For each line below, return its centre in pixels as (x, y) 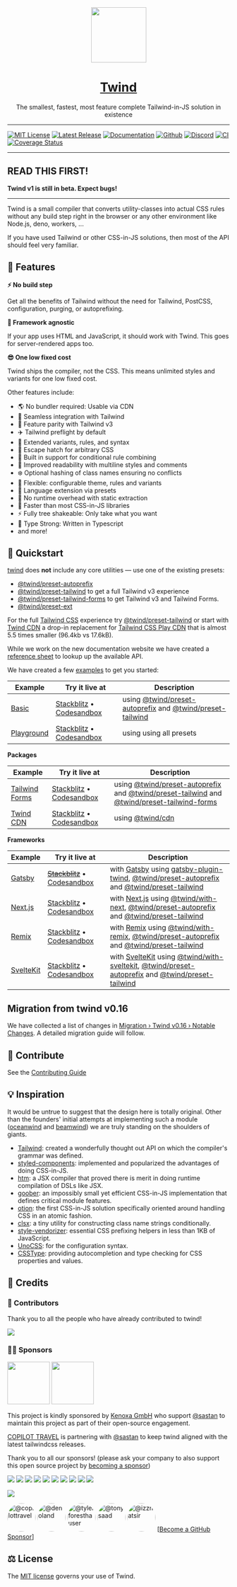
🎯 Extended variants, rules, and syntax (73, 442)
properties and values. (50, 1260)
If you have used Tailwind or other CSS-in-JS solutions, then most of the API (118, 237)
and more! (32, 531)
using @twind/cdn (144, 818)
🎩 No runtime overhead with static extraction (83, 497)
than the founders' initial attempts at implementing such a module (103, 1119)
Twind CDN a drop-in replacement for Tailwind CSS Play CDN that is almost (117, 628)
